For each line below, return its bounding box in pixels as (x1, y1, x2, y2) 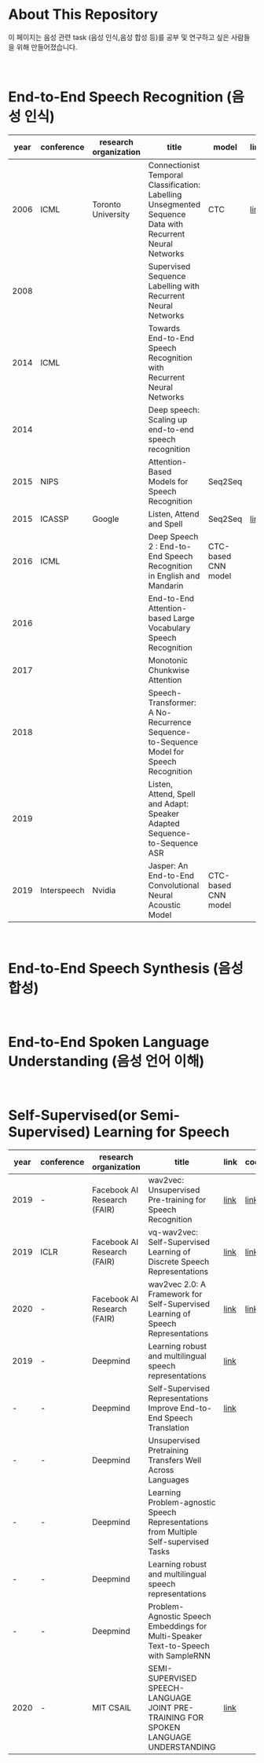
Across (148, 1464, 174, 1475)
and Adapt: (148, 798, 189, 809)
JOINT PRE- (148, 1702, 194, 1713)
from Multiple (148, 1526, 198, 1537)
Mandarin (148, 580, 184, 591)
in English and (148, 570, 200, 581)
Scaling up (148, 414, 188, 425)
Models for (148, 476, 189, 487)
